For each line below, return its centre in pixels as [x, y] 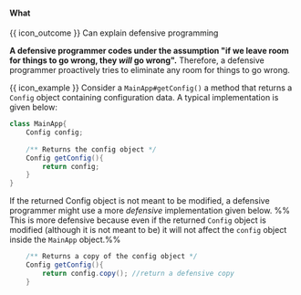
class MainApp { [38, 124]
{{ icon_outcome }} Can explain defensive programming [114, 33]
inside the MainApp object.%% [65, 240]
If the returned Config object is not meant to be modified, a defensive [140, 201]
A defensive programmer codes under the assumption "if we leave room [149, 51]
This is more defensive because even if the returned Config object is [138, 220]
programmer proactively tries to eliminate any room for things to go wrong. [150, 70]
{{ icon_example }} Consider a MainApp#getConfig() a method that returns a [151, 88]
